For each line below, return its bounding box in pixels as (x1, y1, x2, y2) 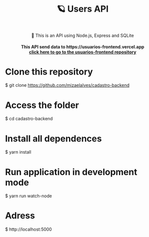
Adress (5, 210, 35, 221)
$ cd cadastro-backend (5, 116, 53, 122)
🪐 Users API (56, 3, 109, 15)
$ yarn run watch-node (5, 193, 52, 199)
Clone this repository (5, 66, 93, 77)
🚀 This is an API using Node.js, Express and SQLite (31, 32, 134, 38)
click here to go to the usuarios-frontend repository (29, 49, 137, 55)
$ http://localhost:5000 (5, 226, 52, 233)
